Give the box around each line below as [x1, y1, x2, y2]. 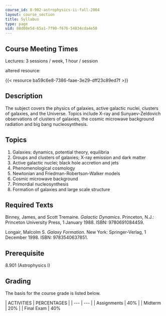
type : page [5, 21, 28, 27]
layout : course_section [5, 12, 55, 17]
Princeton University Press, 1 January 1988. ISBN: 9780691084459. [5, 219, 144, 226]
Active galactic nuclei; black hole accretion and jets [12, 160, 119, 166]
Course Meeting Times [5, 45, 78, 53]
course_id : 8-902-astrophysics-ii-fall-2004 [5, 7, 100, 13]
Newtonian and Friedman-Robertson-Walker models [12, 170, 120, 176]
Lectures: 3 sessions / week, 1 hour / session [5, 58, 98, 64]
